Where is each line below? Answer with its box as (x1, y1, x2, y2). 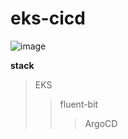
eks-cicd (10, 7, 86, 30)
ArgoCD (84, 117, 118, 129)
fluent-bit (59, 98, 99, 110)
